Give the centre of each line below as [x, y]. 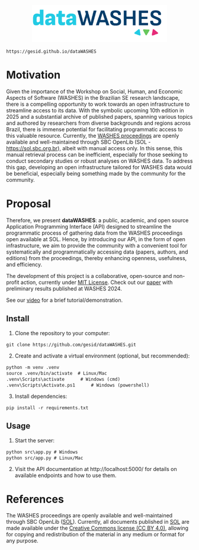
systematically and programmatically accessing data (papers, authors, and [97, 252]
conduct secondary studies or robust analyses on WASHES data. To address [99, 161]
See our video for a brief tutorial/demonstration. [65, 300]
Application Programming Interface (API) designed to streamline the [89, 226]
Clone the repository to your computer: [62, 333]
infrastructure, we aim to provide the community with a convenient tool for [97, 245]
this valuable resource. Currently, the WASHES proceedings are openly [93, 135]
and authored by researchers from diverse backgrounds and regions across [99, 123]
